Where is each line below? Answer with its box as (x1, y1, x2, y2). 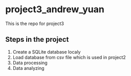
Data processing (12, 60, 48, 66)
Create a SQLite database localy (12, 48, 81, 55)
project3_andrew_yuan (5, 4, 105, 15)
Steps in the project (5, 35, 69, 44)
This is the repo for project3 (5, 20, 64, 27)
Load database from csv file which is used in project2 (12, 54, 126, 60)
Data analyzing (12, 65, 45, 71)
